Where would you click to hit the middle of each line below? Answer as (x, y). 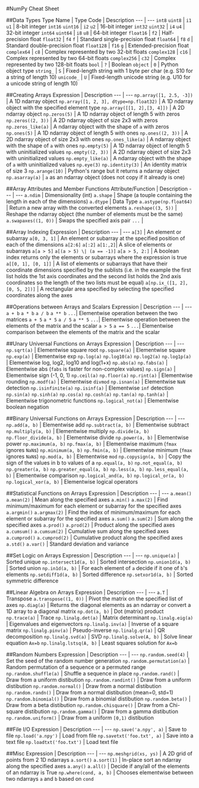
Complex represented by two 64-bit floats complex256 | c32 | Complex (91, 58)
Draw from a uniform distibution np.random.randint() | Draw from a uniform (99, 680)
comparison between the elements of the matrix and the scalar (83, 332)
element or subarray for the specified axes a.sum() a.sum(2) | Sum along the (99, 518)
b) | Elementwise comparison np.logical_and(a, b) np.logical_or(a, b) (95, 475)
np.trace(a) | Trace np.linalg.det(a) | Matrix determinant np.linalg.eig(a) (100, 618)
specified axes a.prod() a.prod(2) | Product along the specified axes (91, 525)
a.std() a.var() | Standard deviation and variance (68, 544)
